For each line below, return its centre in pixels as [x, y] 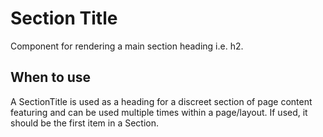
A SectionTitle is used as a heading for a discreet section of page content [161, 101]
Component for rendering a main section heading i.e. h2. [127, 46]
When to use [51, 77]
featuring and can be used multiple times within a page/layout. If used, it [159, 112]
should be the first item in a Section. [85, 123]
